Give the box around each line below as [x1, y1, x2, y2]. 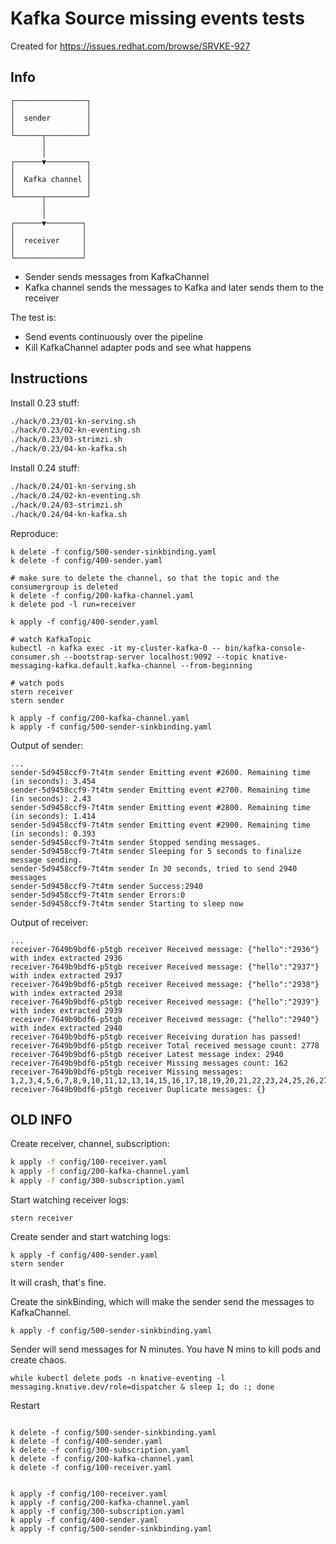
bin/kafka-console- [224, 643, 307, 653]
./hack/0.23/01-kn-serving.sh [10, 416, 137, 426]
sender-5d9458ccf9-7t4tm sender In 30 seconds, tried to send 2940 [10, 863, 298, 874]
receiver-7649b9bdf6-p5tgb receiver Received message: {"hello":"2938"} [10, 979, 320, 989]
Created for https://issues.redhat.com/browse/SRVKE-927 [10, 40, 251, 52]
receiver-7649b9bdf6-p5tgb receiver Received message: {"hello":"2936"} [10, 944, 320, 954]
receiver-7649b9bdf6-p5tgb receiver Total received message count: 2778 [10, 1040, 320, 1051]
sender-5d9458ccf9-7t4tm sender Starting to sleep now [10, 898, 244, 909]
